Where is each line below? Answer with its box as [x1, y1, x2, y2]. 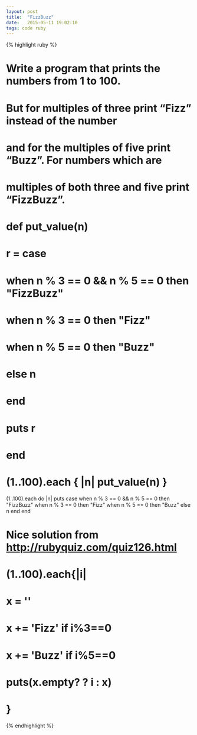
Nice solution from [6, 528, 99, 542]
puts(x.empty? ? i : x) [6, 675, 112, 689]
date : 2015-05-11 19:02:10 [6, 19, 78, 25]
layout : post [6, 8, 38, 15]
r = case [6, 247, 47, 260]
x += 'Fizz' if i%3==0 [6, 622, 112, 635]
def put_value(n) [6, 220, 88, 234]
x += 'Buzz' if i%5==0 [6, 648, 116, 662]
